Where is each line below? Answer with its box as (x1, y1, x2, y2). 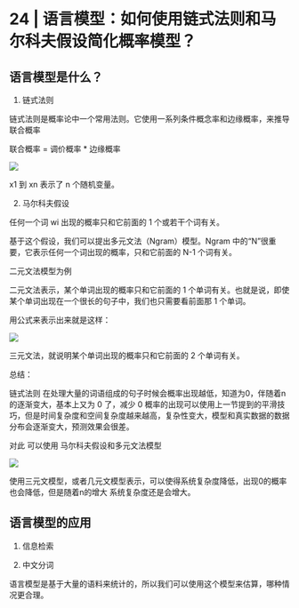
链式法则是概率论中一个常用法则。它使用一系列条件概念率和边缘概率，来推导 (9, 114, 290, 124)
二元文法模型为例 (9, 266, 72, 276)
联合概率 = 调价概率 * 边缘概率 (9, 144, 122, 154)
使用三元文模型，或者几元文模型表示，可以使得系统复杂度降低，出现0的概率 (9, 476, 287, 486)
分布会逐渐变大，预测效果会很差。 (9, 421, 134, 432)
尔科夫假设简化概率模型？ (9, 31, 198, 52)
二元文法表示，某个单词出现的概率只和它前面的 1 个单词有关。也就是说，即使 (9, 284, 290, 295)
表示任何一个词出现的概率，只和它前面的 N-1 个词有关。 (32, 247, 238, 257)
